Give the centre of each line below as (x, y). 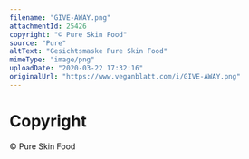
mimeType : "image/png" (52, 60)
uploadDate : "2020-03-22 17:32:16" (77, 69)
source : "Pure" (38, 43)
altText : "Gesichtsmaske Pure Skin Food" (89, 51)
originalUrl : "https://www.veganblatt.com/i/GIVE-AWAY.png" (125, 77)
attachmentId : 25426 (48, 26)
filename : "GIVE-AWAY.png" (60, 18)
